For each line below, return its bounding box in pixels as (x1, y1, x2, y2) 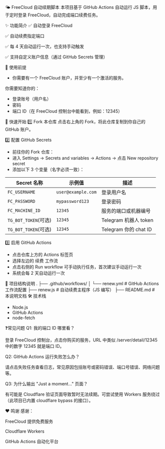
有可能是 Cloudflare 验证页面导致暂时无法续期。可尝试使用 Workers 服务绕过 (5, 391, 160, 397)
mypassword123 (56, 199, 89, 204)
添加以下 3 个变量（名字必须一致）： (12, 167, 84, 172)
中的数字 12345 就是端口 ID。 (5, 343, 64, 349)
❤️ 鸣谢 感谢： (5, 408, 34, 413)
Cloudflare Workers (5, 428, 45, 434)
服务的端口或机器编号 (101, 208, 151, 214)
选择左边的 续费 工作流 (12, 258, 58, 263)
